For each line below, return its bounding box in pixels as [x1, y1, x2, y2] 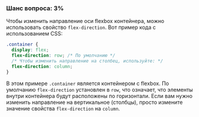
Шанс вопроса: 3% [6, 4, 64, 12]
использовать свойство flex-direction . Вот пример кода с [6, 24, 156, 31]
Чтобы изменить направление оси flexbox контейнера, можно [6, 18, 165, 25]
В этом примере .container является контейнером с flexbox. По [6, 80, 169, 87]
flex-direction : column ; [11, 63, 73, 69]
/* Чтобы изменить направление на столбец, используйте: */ [11, 58, 163, 64]
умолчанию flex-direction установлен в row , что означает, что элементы [6, 86, 193, 93]
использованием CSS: [6, 30, 63, 37]
